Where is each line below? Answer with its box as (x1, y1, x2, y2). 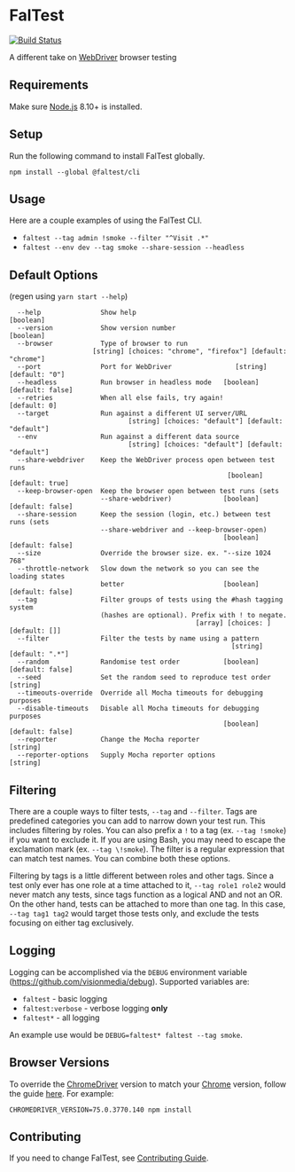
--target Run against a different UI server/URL (17, 409, 248, 418)
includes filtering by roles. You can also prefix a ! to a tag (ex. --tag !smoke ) (9, 825, 287, 835)
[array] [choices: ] (195, 618, 272, 628)
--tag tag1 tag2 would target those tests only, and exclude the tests (9, 908, 260, 918)
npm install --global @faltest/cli (9, 168, 141, 177)
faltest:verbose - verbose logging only (21, 1003, 168, 1013)
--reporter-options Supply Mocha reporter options (17, 751, 216, 759)
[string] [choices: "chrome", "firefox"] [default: (92, 347, 288, 356)
